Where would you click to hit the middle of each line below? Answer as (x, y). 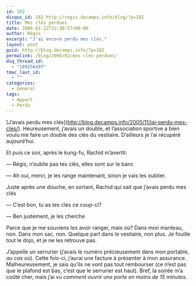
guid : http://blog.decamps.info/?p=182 (55, 50)
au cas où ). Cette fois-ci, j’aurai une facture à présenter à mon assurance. (96, 258)
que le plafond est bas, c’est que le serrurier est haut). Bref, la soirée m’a (95, 271)
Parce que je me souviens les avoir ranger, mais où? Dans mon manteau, (95, 227)
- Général (23, 89)
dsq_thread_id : (25, 61)
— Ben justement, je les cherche (46, 216)
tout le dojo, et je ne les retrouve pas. (52, 240)
